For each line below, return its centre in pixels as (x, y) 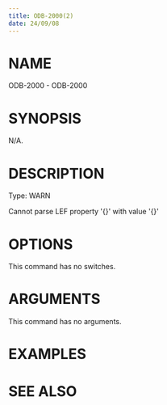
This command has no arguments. (65, 322)
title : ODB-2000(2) (41, 16)
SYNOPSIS (45, 118)
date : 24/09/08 (34, 23)
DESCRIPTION (56, 173)
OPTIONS (41, 244)
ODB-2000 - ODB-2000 (48, 86)
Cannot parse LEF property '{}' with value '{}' (83, 212)
